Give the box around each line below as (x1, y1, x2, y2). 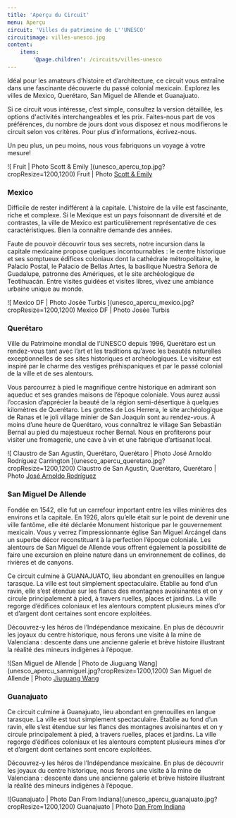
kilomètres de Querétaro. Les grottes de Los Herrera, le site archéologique (7, 406, 223, 414)
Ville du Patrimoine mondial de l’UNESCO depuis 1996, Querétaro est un (7, 339, 216, 348)
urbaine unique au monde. (7, 284, 84, 293)
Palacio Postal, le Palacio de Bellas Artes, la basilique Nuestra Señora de (7, 262, 218, 271)
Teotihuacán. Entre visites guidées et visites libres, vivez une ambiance (7, 277, 214, 286)
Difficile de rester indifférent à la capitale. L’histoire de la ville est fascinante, (7, 203, 228, 212)
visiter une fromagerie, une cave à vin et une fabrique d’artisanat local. (7, 435, 213, 444)
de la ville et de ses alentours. (7, 369, 94, 378)
